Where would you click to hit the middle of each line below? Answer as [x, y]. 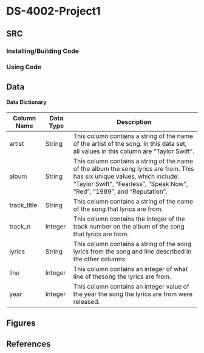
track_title [23, 205]
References [29, 344]
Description [134, 122]
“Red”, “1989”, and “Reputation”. [121, 191]
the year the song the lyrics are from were [133, 294]
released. [87, 302]
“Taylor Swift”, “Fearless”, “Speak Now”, [131, 184]
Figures [21, 323]
